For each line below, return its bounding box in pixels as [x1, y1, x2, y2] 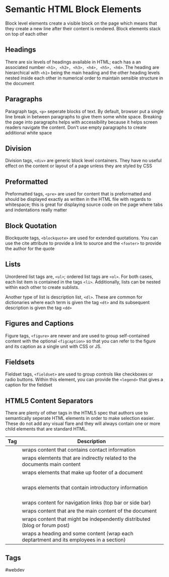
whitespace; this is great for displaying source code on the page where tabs [5, 201, 163, 207]
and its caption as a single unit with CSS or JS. [5, 343, 102, 349]
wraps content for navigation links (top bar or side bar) [22, 499, 151, 507]
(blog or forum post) [22, 522, 70, 529]
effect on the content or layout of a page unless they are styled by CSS [5, 163, 152, 169]
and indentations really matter [5, 207, 67, 213]
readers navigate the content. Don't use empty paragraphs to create [5, 124, 147, 130]
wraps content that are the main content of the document [22, 508, 157, 515]
